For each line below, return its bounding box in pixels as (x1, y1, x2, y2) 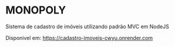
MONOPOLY (5, 4, 66, 17)
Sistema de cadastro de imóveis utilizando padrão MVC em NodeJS (5, 23, 170, 30)
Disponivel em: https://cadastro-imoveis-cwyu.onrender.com (5, 34, 153, 41)
